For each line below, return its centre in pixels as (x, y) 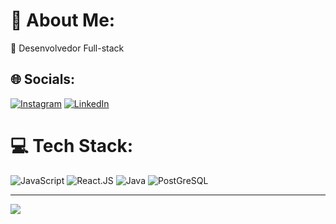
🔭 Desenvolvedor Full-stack (67, 48)
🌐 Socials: (43, 79)
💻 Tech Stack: (72, 145)
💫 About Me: (63, 20)
